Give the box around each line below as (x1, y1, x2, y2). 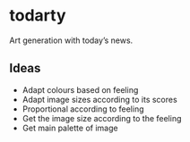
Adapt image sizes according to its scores (22, 94, 177, 104)
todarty (9, 5, 66, 26)
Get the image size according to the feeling (22, 113, 182, 123)
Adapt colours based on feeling (22, 84, 139, 95)
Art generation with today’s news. (9, 35, 134, 46)
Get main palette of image (22, 122, 118, 133)
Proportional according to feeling (22, 104, 145, 114)
